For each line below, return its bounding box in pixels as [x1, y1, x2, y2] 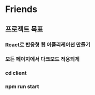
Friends [5, 4, 37, 15]
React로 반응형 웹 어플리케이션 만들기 [5, 41, 90, 48]
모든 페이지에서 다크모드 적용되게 [5, 56, 80, 63]
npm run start [5, 83, 39, 90]
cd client [5, 69, 27, 76]
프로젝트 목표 [5, 25, 43, 33]
